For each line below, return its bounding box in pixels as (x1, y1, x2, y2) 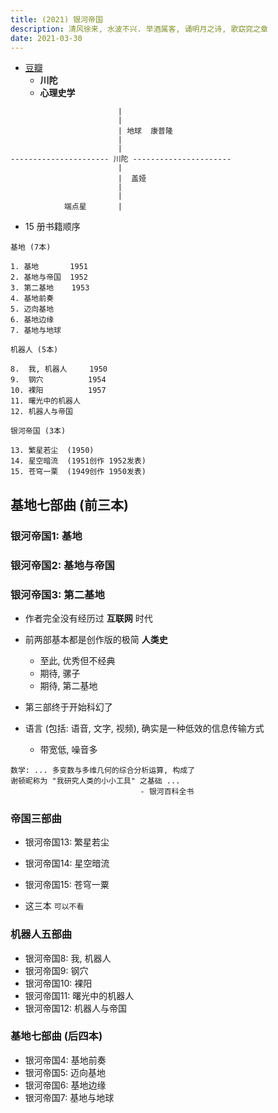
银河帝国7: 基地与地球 (24, 1091, 115, 1103)
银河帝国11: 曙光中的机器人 (24, 989, 135, 1001)
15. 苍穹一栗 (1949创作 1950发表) (10, 467, 147, 477)
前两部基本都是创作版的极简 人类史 (24, 633, 168, 645)
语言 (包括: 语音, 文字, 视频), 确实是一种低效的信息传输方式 (24, 722, 265, 734)
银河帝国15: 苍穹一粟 (24, 879, 110, 891)
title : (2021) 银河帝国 (10, 14, 103, 25)
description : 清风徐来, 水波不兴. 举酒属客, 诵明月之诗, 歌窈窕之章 (10, 24, 268, 34)
